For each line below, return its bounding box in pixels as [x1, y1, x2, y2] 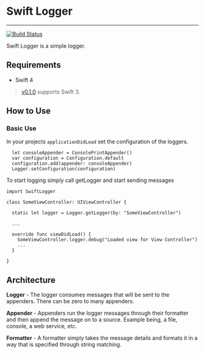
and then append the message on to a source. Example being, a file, [6, 316, 178, 323]
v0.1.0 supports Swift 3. [21, 88, 81, 96]
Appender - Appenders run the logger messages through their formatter [6, 309, 189, 317]
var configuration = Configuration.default [12, 155, 124, 162]
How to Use [6, 106, 51, 116]
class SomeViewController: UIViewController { [6, 199, 127, 206]
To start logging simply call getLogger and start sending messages [6, 176, 174, 184]
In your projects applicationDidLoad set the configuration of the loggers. [6, 138, 189, 145]
